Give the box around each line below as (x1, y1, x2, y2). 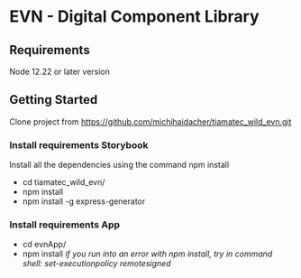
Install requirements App (9, 218, 120, 231)
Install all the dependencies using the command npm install (9, 160, 230, 171)
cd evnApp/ (22, 239, 67, 250)
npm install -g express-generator (22, 196, 146, 207)
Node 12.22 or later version (9, 66, 111, 77)
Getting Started (9, 92, 98, 107)
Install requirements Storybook (9, 138, 149, 151)
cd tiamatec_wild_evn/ (22, 177, 105, 188)
